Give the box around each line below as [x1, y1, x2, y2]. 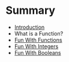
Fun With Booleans [14, 49, 61, 56]
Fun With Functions [14, 36, 62, 43]
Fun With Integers [14, 43, 59, 50]
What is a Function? [14, 29, 64, 37]
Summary [5, 4, 55, 17]
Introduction [14, 23, 45, 31]
